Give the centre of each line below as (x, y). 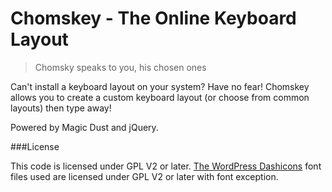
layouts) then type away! (61, 108)
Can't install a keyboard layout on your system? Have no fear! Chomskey (160, 86)
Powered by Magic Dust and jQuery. (84, 127)
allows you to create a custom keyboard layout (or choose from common (160, 97)
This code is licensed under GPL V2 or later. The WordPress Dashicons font (166, 166)
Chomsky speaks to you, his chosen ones (120, 67)
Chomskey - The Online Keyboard (153, 18)
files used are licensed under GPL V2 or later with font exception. (144, 176)
